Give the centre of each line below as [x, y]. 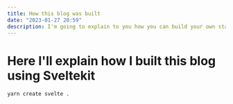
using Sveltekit [51, 75]
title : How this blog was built [54, 14]
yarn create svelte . [38, 94]
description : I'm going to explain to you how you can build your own [111, 26]
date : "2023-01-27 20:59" [44, 20]
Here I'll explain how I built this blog [112, 61]
